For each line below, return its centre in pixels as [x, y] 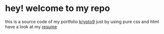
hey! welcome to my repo [58, 8]
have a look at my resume [31, 26]
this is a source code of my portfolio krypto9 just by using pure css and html [82, 22]
